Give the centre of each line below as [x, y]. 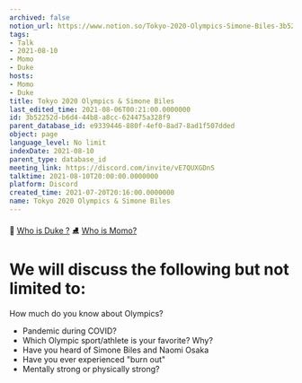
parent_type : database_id [58, 159]
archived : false [40, 17]
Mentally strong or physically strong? [91, 369]
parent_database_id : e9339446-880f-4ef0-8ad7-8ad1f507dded [122, 126]
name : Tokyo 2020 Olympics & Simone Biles [90, 201]
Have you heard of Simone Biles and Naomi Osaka [115, 350]
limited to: [48, 289]
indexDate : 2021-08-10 [52, 151]
